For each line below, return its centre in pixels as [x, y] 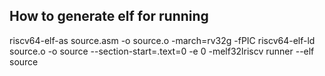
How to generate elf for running [109, 16]
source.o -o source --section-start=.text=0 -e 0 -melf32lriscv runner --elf [162, 51]
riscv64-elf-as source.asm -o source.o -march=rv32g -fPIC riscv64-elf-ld [162, 40]
